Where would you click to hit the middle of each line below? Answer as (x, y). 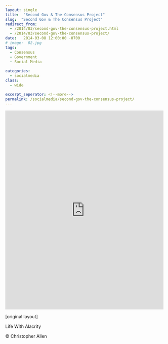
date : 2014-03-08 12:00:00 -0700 (43, 38)
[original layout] (22, 317)
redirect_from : (21, 24)
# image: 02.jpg (24, 43)
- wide (17, 85)
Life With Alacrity (23, 326)
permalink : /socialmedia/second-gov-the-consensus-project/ (70, 99)
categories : (18, 71)
